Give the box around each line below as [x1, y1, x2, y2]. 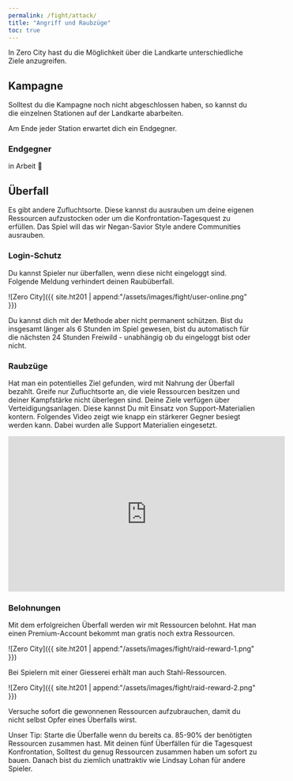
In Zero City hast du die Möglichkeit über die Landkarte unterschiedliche [8, 48, 243, 58]
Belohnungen [8, 602, 62, 613]
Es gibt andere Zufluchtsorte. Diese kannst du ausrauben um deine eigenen [8, 205, 254, 215]
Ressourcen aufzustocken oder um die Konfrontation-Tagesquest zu [8, 214, 231, 223]
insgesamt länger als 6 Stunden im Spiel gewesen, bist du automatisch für [8, 324, 250, 333]
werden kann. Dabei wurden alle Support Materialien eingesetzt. [8, 420, 217, 430]
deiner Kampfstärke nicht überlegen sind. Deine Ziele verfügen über [8, 395, 231, 404]
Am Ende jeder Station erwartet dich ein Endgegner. [8, 124, 178, 133]
